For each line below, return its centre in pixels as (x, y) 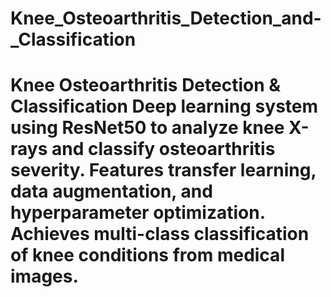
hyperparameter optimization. (138, 213)
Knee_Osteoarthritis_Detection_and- (166, 18)
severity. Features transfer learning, (163, 170)
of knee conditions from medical (147, 255)
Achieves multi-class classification (160, 234)
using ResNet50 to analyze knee (147, 128)
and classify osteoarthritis (163, 149)
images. (44, 276)
